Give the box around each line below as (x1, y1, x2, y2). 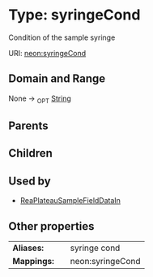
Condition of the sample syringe (8, 32, 116, 42)
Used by (8, 174, 51, 188)
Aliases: (12, 242, 45, 253)
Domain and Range (8, 71, 106, 86)
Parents (8, 119, 49, 132)
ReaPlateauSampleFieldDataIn (19, 196, 121, 206)
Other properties (8, 219, 95, 233)
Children (8, 146, 53, 160)
